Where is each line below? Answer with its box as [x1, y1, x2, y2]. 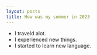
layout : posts [6, 8, 41, 14]
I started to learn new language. [14, 42, 92, 49]
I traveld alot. [14, 30, 46, 36]
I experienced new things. [14, 36, 77, 43]
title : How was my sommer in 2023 [6, 14, 91, 20]
